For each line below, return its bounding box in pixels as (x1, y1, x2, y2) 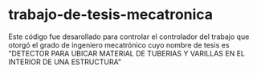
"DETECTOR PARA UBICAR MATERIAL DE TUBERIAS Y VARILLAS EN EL (8, 48, 245, 58)
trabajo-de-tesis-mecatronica (8, 6, 214, 24)
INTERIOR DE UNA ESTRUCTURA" (8, 57, 122, 67)
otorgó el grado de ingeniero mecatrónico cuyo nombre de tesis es (8, 40, 230, 49)
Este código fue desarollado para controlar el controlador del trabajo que (8, 32, 250, 41)
